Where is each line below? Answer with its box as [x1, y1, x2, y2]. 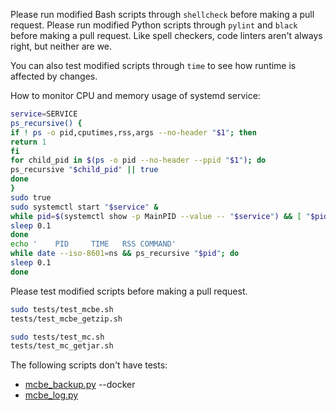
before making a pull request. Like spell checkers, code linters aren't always [10, 30, 323, 41]
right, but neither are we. [10, 40, 113, 52]
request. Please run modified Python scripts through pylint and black [10, 19, 298, 31]
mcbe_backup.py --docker [24, 379, 136, 391]
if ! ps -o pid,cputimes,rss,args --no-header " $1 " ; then [10, 127, 257, 138]
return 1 [10, 137, 47, 147]
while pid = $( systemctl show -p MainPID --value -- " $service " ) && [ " [10, 211, 311, 221]
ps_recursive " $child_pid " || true [10, 165, 159, 175]
